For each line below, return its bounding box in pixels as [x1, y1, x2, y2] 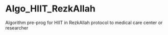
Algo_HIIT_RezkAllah [5, 3, 95, 14]
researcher [5, 24, 29, 30]
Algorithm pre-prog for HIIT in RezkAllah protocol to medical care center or [5, 19, 163, 25]
